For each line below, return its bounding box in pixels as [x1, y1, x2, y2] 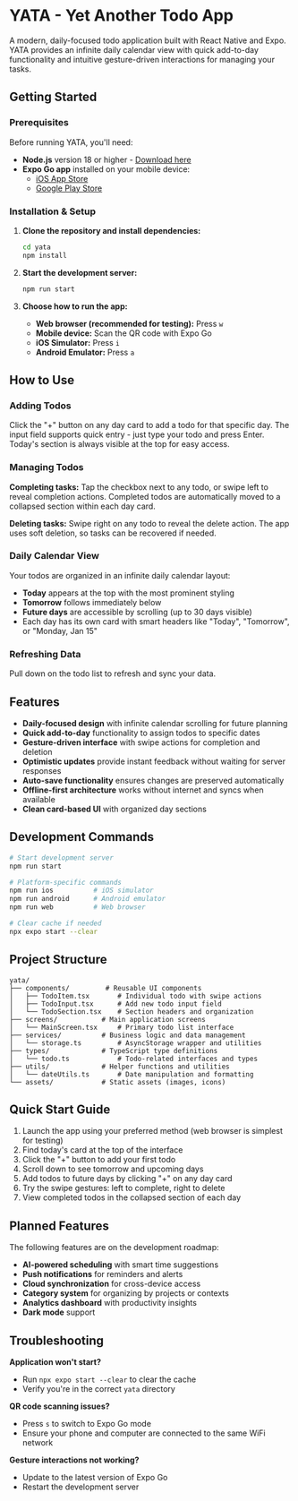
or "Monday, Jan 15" [21, 625, 98, 636]
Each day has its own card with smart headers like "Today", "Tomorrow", [21, 615, 290, 627]
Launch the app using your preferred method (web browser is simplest [21, 1126, 284, 1136]
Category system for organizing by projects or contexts [21, 1288, 230, 1299]
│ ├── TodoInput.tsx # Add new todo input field [9, 999, 222, 1008]
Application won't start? [9, 1357, 101, 1367]
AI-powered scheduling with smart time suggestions [21, 1259, 219, 1270]
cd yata [21, 243, 51, 252]
